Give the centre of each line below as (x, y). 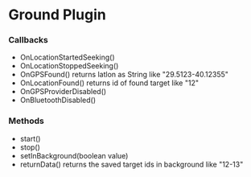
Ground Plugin (57, 15)
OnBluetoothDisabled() (58, 100)
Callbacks (28, 40)
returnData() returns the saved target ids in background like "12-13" (132, 164)
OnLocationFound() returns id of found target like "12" (109, 83)
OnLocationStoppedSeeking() (69, 66)
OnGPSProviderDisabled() (63, 92)
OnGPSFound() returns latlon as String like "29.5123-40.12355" (124, 75)
